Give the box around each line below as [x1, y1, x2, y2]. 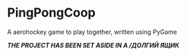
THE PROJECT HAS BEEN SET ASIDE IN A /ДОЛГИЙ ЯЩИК [7, 41, 180, 49]
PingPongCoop [7, 5, 96, 21]
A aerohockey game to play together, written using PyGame [7, 28, 177, 36]
